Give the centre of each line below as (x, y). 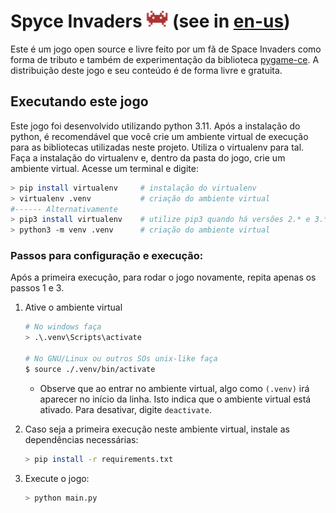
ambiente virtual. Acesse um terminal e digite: (104, 168)
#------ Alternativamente (64, 209)
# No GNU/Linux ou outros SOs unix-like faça (121, 359)
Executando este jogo (79, 101)
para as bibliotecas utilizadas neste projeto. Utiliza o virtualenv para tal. (157, 147)
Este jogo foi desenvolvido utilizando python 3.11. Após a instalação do (155, 126)
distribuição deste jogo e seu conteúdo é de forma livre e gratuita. (146, 70)
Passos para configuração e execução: (107, 256)
